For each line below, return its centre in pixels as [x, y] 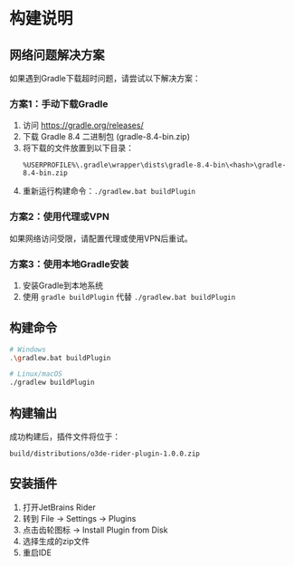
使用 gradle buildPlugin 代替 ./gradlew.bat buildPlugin [129, 296]
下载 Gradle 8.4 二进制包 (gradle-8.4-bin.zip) [106, 137]
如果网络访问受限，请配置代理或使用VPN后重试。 [101, 238]
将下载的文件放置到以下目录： [78, 148]
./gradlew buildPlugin [52, 383]
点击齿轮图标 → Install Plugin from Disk [95, 530]
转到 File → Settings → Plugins [79, 518]
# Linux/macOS [36, 374]
